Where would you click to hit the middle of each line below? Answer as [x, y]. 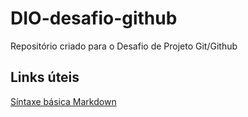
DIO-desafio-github [94, 18]
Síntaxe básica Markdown [63, 101]
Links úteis [45, 77]
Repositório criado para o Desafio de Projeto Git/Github [124, 46]
